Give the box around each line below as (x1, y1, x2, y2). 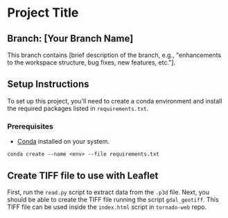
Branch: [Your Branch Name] (7, 33, 134, 44)
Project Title (7, 5, 79, 21)
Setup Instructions (7, 78, 89, 90)
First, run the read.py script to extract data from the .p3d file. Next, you (7, 187, 210, 196)
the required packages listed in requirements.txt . (7, 104, 149, 112)
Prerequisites (7, 121, 53, 131)
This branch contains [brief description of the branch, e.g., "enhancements (7, 51, 222, 59)
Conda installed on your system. (17, 137, 109, 146)
